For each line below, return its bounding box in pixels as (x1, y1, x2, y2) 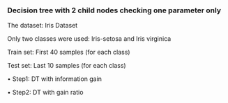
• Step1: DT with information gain (7, 75, 102, 83)
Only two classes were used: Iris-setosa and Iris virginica (7, 35, 172, 43)
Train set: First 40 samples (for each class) (7, 48, 130, 57)
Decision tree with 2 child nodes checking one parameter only (7, 6, 222, 15)
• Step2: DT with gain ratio (7, 88, 84, 97)
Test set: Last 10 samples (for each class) (7, 62, 127, 70)
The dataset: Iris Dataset (7, 21, 78, 30)
